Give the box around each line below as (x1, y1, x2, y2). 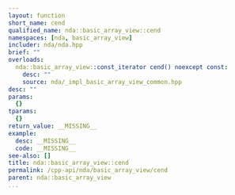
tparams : (8, 108, 37, 116)
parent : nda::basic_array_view (8, 174, 112, 182)
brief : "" (8, 48, 41, 56)
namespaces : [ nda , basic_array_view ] (8, 33, 133, 42)
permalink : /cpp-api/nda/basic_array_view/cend (8, 166, 169, 174)
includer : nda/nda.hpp (8, 41, 83, 49)
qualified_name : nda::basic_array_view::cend (8, 26, 161, 34)
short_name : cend (8, 19, 66, 27)
